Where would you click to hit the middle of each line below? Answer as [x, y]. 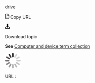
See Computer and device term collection [48, 46]
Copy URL [21, 17]
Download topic [21, 37]
